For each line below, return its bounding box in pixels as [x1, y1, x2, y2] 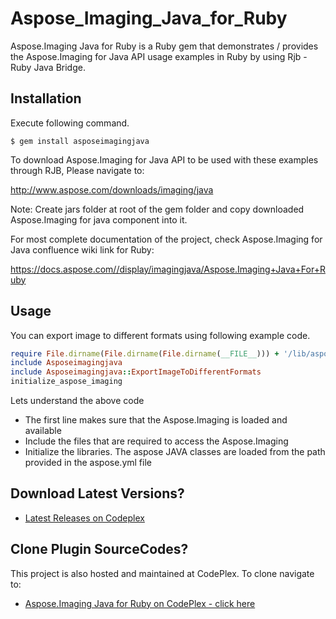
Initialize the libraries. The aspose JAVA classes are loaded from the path [24, 446, 326, 458]
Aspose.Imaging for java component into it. [10, 213, 188, 226]
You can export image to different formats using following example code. [10, 329, 311, 341]
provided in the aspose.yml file [24, 457, 152, 469]
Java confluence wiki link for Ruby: [10, 243, 155, 256]
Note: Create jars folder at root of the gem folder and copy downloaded [10, 203, 305, 215]
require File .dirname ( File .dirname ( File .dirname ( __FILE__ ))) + [10, 348, 280, 359]
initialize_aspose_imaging [10, 377, 123, 387]
